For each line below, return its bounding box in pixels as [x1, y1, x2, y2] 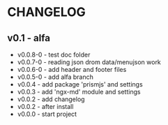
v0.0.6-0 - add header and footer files [17, 66, 127, 73]
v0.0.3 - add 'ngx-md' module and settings [17, 88, 141, 96]
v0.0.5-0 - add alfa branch [17, 73, 94, 81]
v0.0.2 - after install [17, 103, 74, 110]
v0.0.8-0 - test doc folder [17, 50, 91, 59]
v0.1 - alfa [7, 32, 51, 44]
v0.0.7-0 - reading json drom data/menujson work [17, 58, 162, 66]
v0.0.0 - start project [17, 110, 77, 118]
